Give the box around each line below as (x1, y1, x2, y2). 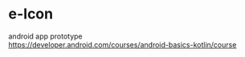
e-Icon (8, 5, 54, 23)
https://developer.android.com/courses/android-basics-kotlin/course (8, 39, 237, 49)
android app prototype (8, 31, 83, 41)
